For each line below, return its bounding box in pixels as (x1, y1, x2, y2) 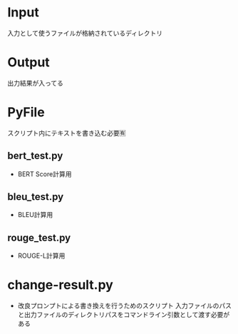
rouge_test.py (7, 231, 71, 243)
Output (7, 54, 50, 71)
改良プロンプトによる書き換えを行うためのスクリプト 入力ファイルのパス (17, 301, 232, 310)
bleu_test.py (7, 191, 64, 203)
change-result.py (7, 277, 114, 293)
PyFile (7, 104, 45, 121)
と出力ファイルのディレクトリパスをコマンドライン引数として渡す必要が (17, 310, 230, 319)
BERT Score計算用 (17, 169, 72, 178)
